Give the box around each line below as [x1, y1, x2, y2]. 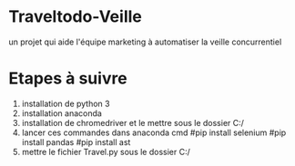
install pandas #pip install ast [21, 136, 131, 147]
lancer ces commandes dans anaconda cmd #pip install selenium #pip [21, 127, 287, 138]
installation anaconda [21, 107, 102, 119]
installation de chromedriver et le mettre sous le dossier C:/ [21, 117, 245, 128]
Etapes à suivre [8, 68, 128, 89]
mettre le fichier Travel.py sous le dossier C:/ [21, 146, 190, 157]
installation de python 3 [21, 98, 110, 109]
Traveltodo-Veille [8, 6, 142, 27]
